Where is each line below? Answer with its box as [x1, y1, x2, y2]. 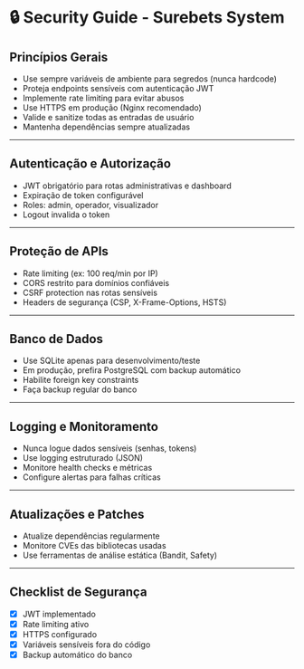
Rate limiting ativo [22, 618, 90, 629]
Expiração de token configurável [22, 189, 144, 200]
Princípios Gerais [9, 49, 109, 64]
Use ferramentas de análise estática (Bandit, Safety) [22, 550, 218, 561]
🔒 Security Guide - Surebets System [9, 7, 285, 28]
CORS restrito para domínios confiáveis [22, 277, 170, 288]
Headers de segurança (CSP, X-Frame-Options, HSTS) [22, 296, 227, 308]
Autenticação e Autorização [9, 156, 172, 172]
